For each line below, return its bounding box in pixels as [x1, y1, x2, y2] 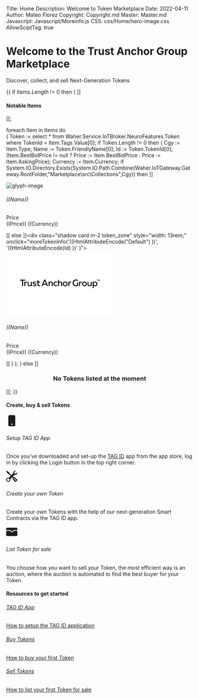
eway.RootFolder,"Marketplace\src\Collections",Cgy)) [6, 171, 136, 178]
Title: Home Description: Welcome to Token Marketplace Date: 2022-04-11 [6, 5, 189, 12]
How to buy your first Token [6, 654, 74, 661]
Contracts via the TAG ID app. [6, 515, 79, 522]
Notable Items [6, 102, 41, 109]
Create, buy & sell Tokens [6, 401, 70, 408]
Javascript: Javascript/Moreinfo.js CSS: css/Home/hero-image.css [6, 18, 170, 24]
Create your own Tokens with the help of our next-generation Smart [6, 508, 172, 515]
